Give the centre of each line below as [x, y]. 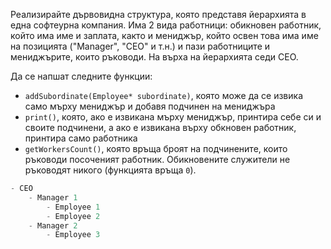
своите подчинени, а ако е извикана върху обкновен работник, [160, 127]
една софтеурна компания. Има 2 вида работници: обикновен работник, [166, 25]
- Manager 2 [53, 225]
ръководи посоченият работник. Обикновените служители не [157, 159]
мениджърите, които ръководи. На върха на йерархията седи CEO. [154, 57]
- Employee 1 [73, 207]
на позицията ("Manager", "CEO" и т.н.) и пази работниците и [140, 46]
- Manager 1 [53, 197]
